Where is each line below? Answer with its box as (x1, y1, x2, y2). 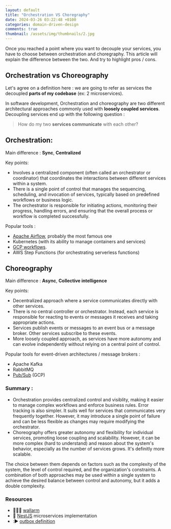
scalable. (12, 451, 32, 457)
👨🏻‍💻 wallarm (12, 507, 40, 514)
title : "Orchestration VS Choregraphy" (5, 12, 90, 17)
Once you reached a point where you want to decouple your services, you (5, 46, 161, 51)
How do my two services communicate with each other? (17, 121, 139, 127)
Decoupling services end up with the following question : (5, 111, 125, 117)
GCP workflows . (12, 244, 47, 250)
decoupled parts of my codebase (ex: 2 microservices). (5, 90, 124, 96)
